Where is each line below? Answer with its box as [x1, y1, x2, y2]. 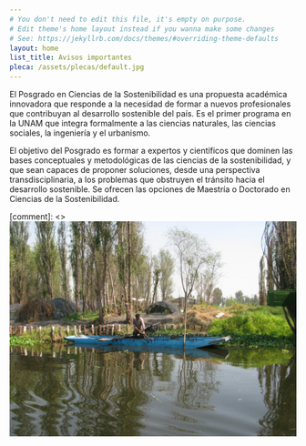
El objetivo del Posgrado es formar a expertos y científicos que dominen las [9, 146, 293, 156]
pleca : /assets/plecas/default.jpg [9, 63, 145, 72]
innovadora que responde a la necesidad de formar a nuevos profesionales [9, 98, 291, 109]
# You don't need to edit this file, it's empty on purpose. [9, 15, 247, 24]
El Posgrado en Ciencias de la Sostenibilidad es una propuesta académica [9, 89, 288, 99]
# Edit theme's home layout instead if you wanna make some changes [9, 24, 275, 34]
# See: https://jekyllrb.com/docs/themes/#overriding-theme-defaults [9, 34, 280, 43]
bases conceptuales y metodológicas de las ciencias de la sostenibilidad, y [9, 155, 291, 166]
